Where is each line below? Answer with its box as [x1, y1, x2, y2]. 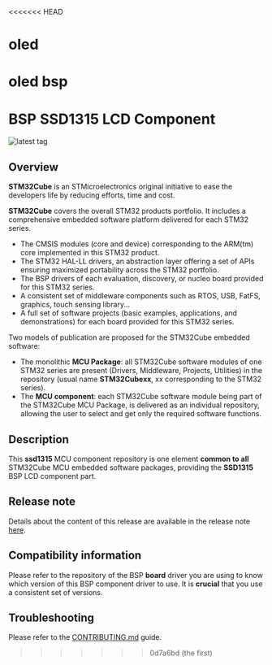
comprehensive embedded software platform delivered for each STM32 [8, 215, 249, 224]
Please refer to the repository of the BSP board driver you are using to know [8, 570, 264, 580]
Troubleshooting [8, 611, 95, 624]
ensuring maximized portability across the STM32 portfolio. [19, 265, 219, 275]
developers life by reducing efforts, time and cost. [8, 190, 175, 200]
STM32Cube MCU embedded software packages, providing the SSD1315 [8, 463, 254, 472]
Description [8, 432, 69, 446]
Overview [8, 160, 59, 174]
